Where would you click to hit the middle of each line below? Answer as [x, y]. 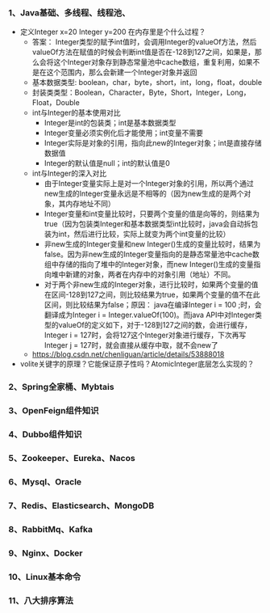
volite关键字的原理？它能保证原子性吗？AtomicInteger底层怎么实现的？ [137, 364]
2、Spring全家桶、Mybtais [61, 387]
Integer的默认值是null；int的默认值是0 [107, 163]
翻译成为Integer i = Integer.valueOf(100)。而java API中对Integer [150, 315]
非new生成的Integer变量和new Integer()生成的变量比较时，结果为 [152, 244]
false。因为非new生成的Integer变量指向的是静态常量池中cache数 [152, 254]
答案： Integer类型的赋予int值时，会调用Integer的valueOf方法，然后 [144, 42]
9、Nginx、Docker [46, 553]
